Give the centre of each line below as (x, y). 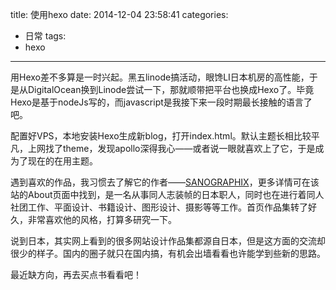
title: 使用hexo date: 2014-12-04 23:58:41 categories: (119, 14)
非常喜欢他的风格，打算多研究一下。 (102, 219)
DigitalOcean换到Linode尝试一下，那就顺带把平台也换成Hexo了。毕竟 (171, 89)
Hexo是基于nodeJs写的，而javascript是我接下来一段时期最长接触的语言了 (161, 102)
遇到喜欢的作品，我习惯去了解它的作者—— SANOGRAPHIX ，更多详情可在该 (165, 182)
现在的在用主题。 (62, 161)
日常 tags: (45, 36)
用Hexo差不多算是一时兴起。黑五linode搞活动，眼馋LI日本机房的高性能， (160, 77)
